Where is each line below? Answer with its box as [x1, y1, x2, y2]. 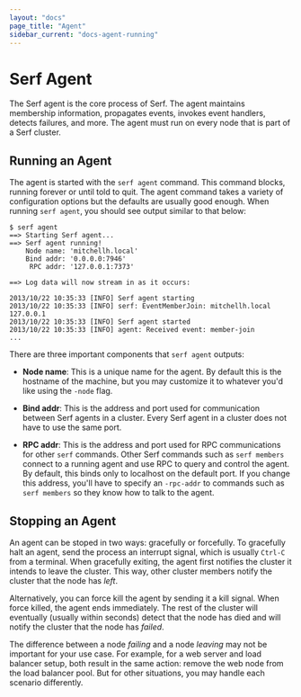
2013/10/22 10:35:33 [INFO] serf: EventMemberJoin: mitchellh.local [9, 302, 271, 311]
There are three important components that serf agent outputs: [9, 349, 245, 360]
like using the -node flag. [22, 386, 113, 397]
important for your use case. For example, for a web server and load [9, 648, 262, 659]
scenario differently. [9, 676, 84, 688]
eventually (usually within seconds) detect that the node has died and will [9, 612, 281, 622]
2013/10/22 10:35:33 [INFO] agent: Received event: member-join [9, 326, 255, 335]
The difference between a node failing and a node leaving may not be [9, 639, 268, 649]
